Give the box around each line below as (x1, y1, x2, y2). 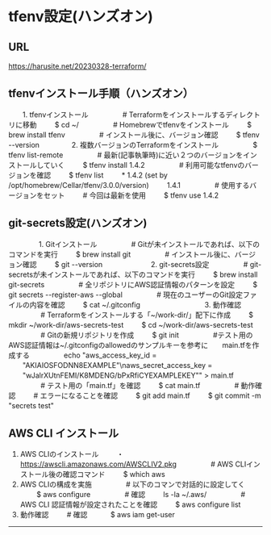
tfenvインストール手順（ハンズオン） (8, 86, 194, 101)
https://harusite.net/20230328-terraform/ (8, 61, 147, 71)
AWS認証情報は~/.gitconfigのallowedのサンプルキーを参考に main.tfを (8, 340, 252, 349)
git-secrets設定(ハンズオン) (8, 216, 148, 230)
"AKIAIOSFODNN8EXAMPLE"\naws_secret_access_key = (22, 360, 213, 370)
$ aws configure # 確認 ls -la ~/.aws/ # (35, 490, 246, 499)
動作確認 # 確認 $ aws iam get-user (19, 510, 176, 520)
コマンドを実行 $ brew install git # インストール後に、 (8, 249, 236, 259)
